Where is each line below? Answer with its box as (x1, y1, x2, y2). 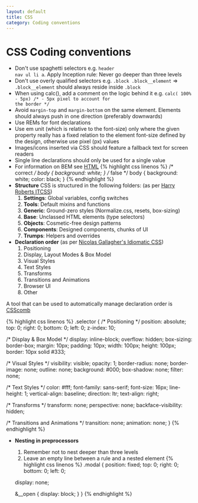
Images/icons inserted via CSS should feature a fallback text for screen (14, 144, 189, 151)
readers (14, 150, 34, 157)
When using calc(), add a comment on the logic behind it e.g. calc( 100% (14, 90, 191, 97)
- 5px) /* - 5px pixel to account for (14, 96, 111, 102)
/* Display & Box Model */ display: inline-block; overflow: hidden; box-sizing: (6, 336, 193, 343)
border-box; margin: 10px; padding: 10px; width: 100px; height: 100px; (6, 342, 176, 349)
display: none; (14, 479, 49, 486)
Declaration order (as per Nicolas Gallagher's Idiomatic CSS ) (14, 238, 164, 246)
